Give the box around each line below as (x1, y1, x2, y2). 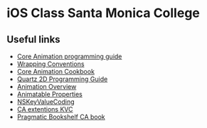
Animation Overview (16, 82, 77, 90)
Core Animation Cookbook (16, 68, 95, 75)
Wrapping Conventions (16, 60, 85, 68)
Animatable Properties (16, 90, 83, 98)
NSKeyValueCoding (16, 97, 75, 106)
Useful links (6, 33, 61, 46)
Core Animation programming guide (16, 52, 122, 60)
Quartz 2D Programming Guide (16, 75, 108, 83)
